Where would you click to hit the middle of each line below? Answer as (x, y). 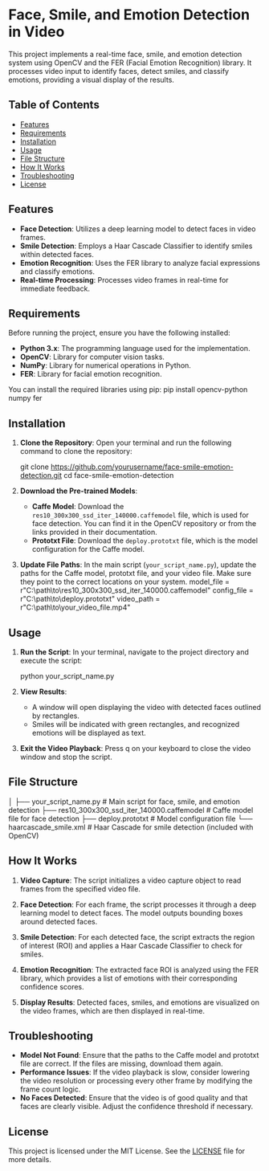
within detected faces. (57, 254)
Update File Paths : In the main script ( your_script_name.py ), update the (138, 565)
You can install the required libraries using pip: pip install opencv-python (128, 390)
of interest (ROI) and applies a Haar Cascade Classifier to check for (131, 945)
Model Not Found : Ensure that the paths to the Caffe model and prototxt (139, 1055)
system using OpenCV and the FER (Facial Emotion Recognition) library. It (130, 63)
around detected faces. (59, 921)
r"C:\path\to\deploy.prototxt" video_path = (90, 599)
